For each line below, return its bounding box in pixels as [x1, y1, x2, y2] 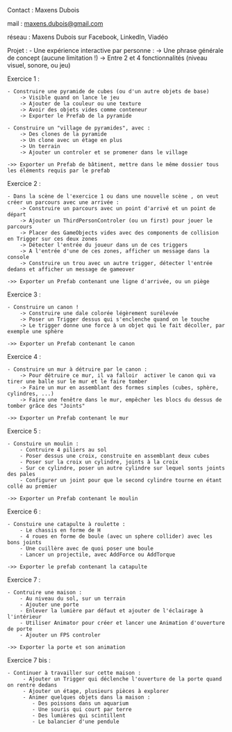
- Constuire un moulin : [7, 440, 79, 447]
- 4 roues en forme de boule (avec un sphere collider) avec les [19, 533, 213, 540]
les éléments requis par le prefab [7, 167, 110, 174]
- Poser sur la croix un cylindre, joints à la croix [19, 459, 179, 466]
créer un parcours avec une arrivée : [7, 199, 119, 206]
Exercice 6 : [7, 507, 42, 516]
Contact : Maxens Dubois [7, 6, 80, 14]
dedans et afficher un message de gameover [7, 266, 135, 273]
